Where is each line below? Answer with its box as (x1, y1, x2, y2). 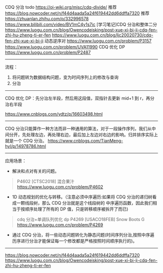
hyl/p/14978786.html (5, 143, 46, 149)
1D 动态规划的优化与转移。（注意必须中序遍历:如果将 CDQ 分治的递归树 (12, 194, 153, 200)
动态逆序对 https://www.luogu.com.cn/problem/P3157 (44, 38, 152, 44)
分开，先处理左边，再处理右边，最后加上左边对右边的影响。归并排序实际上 (9, 132, 158, 137)
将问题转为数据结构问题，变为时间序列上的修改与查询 (12, 74, 119, 80)
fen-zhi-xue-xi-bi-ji (5, 38, 44, 44)
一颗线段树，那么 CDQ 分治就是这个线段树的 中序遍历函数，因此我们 (16, 200, 153, 205)
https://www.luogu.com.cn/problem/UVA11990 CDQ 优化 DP (5, 44, 125, 50)
